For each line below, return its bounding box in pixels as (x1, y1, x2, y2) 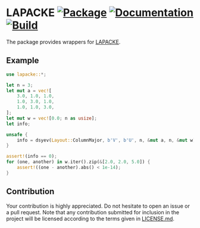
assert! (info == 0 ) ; (6, 154, 58, 160)
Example (6, 55, 39, 65)
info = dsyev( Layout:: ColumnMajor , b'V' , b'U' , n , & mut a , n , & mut (17, 137, 188, 143)
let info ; (6, 121, 31, 127)
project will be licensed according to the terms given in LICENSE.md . (6, 215, 174, 222)
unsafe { (6, 132, 28, 138)
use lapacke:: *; (6, 71, 46, 77)
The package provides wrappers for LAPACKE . (6, 38, 121, 45)
